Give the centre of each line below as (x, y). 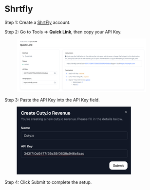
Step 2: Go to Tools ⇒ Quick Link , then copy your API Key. (63, 32)
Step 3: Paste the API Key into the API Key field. (52, 100)
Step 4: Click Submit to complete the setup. (48, 182)
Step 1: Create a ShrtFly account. (37, 22)
